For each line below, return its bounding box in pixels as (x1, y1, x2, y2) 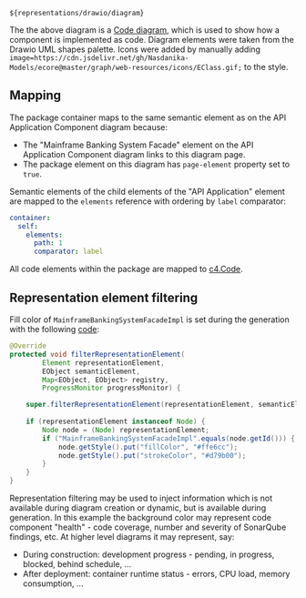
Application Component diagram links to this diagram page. (22, 148, 246, 159)
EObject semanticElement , (42, 367, 141, 376)
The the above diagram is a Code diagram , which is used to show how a (9, 25, 280, 35)
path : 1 (33, 238, 64, 248)
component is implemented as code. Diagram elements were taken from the (9, 35, 294, 45)
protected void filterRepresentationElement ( (9, 350, 185, 359)
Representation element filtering (9, 289, 199, 305)
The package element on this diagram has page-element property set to (22, 158, 290, 169)
